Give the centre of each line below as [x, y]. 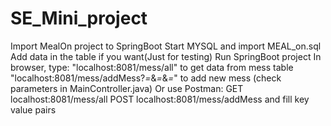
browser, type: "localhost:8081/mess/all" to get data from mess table [152, 67]
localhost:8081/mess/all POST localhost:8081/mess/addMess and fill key [160, 99]
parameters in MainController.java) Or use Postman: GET [127, 88]
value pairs [33, 109]
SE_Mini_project [79, 18]
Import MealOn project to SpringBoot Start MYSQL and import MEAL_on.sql [166, 46]
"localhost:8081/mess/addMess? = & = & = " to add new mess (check [146, 78]
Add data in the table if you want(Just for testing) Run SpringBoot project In [166, 56]
